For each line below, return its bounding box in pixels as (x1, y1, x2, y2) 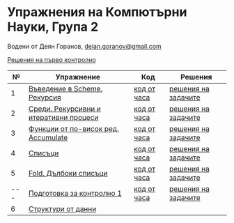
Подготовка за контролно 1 (28, 188, 122, 198)
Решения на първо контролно (7, 55, 96, 63)
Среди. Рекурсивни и (28, 104, 101, 114)
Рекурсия (28, 92, 61, 102)
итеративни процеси (28, 112, 99, 122)
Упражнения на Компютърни (7, 4, 187, 20)
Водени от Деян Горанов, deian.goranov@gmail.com (7, 42, 162, 50)
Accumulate (28, 132, 68, 142)
